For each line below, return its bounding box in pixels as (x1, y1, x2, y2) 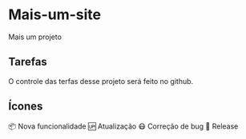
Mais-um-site (8, 6, 102, 24)
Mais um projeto (8, 32, 63, 42)
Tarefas (8, 55, 48, 69)
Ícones (8, 100, 43, 113)
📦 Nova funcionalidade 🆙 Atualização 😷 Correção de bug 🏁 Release (8, 121, 239, 131)
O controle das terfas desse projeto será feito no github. (8, 76, 194, 85)
